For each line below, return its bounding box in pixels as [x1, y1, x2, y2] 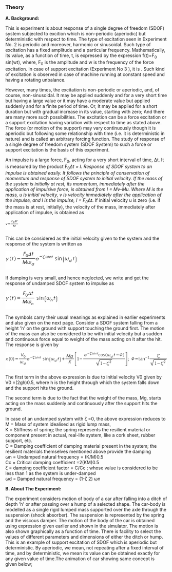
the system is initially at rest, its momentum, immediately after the [5, 181, 145, 187]
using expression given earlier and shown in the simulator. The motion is [5, 523, 158, 529]
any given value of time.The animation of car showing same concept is [5, 556, 155, 562]
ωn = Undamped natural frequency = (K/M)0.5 [5, 454, 104, 460]
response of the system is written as [5, 241, 82, 247]
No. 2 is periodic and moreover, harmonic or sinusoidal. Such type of [5, 42, 151, 48]
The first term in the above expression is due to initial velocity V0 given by [5, 374, 162, 380]
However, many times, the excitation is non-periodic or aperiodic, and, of [5, 86, 160, 93]
